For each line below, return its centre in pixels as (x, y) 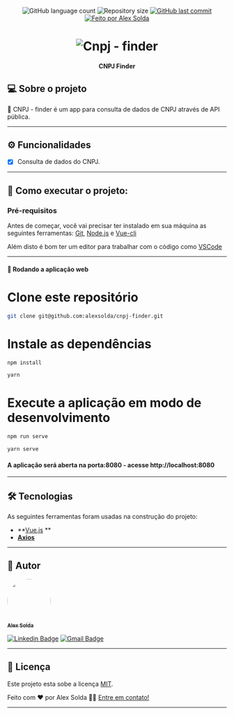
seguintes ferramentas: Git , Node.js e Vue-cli (72, 233)
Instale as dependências (79, 344)
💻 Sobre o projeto (47, 89)
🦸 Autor (24, 566)
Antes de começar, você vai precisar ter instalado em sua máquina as (107, 226)
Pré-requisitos (32, 211)
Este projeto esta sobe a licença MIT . (60, 684)
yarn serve (23, 449)
